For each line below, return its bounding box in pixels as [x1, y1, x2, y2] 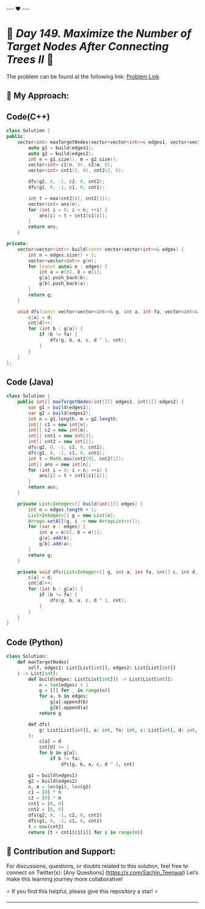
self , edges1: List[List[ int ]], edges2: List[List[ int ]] [28, 665, 176, 671]
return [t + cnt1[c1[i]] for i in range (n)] [28, 829, 143, 835]
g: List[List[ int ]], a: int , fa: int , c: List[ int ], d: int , [38, 727, 198, 733]
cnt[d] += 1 [38, 744, 70, 750]
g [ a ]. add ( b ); [38, 535, 72, 541]
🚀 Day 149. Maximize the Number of [6, 27, 192, 40]
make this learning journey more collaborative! [6, 875, 123, 883]
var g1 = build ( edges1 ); [28, 404, 92, 410]
